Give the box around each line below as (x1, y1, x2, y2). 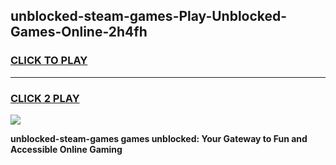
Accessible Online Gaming (10, 143, 123, 155)
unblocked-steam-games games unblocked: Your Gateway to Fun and (10, 132, 308, 144)
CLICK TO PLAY (10, 54, 88, 68)
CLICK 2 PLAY (10, 91, 80, 105)
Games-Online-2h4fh (10, 24, 148, 41)
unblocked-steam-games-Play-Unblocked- (10, 8, 288, 25)
